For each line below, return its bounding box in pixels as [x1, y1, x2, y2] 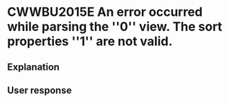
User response [7, 84, 72, 96]
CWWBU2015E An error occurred [7, 4, 203, 20]
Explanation [7, 61, 60, 73]
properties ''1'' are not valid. [7, 34, 173, 49]
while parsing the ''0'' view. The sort [7, 19, 223, 35]
